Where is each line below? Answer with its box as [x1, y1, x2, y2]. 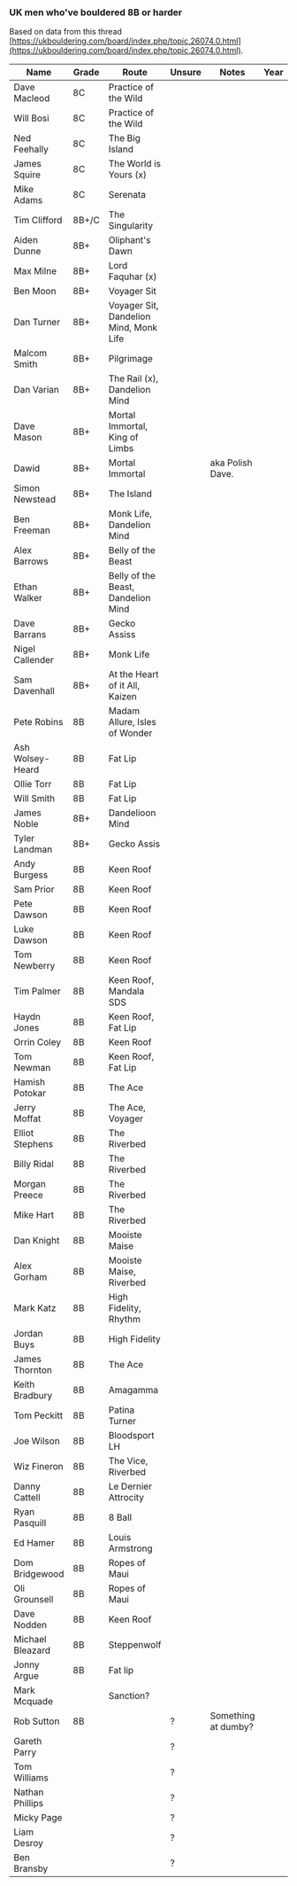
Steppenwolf [108, 1639, 162, 1651]
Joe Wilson [13, 1435, 60, 1447]
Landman [13, 844, 53, 856]
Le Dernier [108, 1480, 153, 1492]
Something [209, 1710, 255, 1722]
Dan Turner [13, 316, 60, 329]
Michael [13, 1633, 47, 1646]
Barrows [13, 556, 49, 568]
